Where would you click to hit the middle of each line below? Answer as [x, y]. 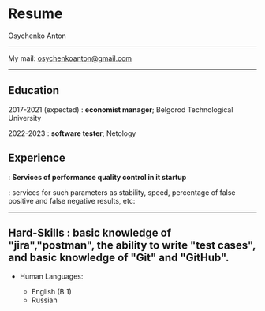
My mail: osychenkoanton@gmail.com [70, 58]
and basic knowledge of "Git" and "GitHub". [119, 257]
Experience [37, 158]
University [25, 118]
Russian [44, 300]
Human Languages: [51, 276]
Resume [35, 14]
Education [34, 90]
